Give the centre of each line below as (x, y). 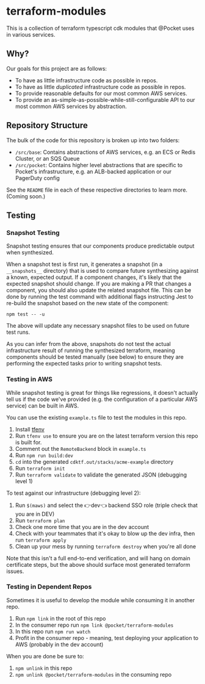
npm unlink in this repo (44, 668)
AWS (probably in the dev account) (59, 644)
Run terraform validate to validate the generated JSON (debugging (101, 475)
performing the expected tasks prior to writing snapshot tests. (84, 364)
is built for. (28, 442)
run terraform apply (41, 540)
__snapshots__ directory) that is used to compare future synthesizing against (103, 271)
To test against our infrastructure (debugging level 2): (74, 493)
